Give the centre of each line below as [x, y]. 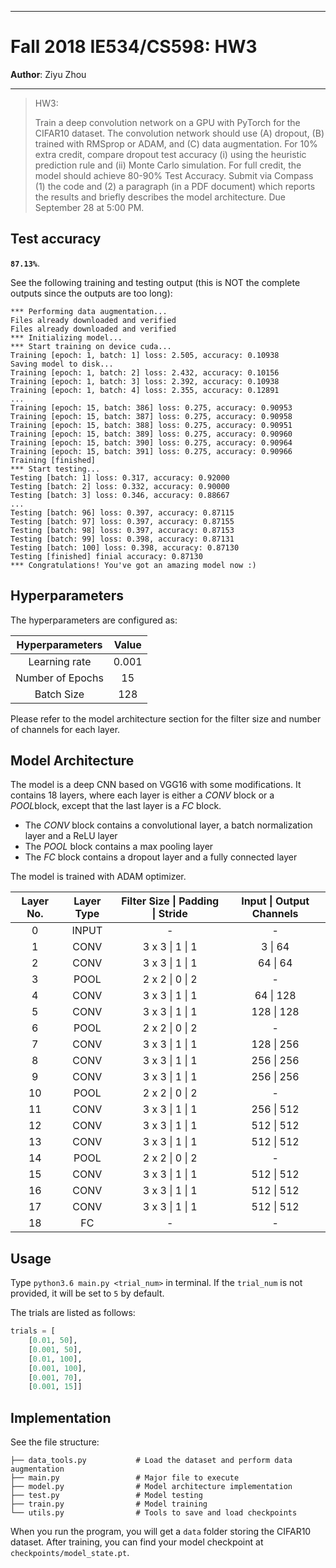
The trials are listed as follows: [73, 1313]
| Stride [169, 914]
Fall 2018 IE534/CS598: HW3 [134, 47]
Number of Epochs [59, 678]
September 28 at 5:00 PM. [89, 207]
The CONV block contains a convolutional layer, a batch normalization [168, 825]
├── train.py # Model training [109, 1504]
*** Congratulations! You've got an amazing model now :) [133, 565]
